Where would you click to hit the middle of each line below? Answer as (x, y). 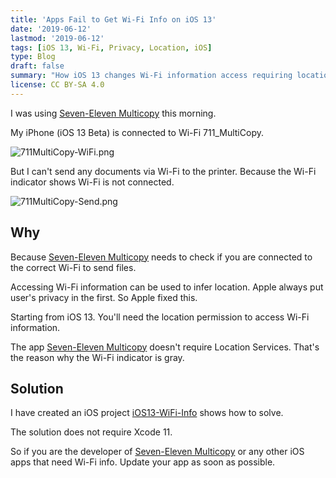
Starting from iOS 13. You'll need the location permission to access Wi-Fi (160, 317)
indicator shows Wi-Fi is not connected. (92, 182)
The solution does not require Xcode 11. (91, 432)
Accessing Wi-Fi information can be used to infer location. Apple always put (167, 287)
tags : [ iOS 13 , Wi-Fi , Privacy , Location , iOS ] (111, 47)
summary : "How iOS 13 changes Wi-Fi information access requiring (151, 76)
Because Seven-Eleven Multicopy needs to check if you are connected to (161, 257)
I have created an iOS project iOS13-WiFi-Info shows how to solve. (147, 413)
